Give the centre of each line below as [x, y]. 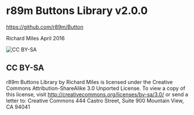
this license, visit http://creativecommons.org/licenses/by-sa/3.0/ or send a [97, 94]
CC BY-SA [25, 68]
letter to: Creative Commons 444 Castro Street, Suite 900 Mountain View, [95, 100]
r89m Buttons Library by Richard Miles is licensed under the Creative [90, 82]
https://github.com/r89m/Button [45, 27]
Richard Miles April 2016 [36, 38]
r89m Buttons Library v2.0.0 [77, 11]
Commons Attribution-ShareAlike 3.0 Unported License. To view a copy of [96, 88]
